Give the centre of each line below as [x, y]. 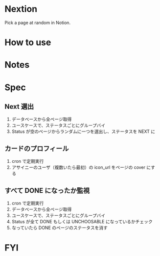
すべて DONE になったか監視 [47, 191]
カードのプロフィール [37, 148]
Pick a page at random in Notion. [38, 23]
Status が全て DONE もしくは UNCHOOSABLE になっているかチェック [82, 221]
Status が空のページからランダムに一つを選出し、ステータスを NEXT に [83, 131]
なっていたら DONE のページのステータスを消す [60, 228]
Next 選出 [19, 106]
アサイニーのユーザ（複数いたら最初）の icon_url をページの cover [78, 167]
